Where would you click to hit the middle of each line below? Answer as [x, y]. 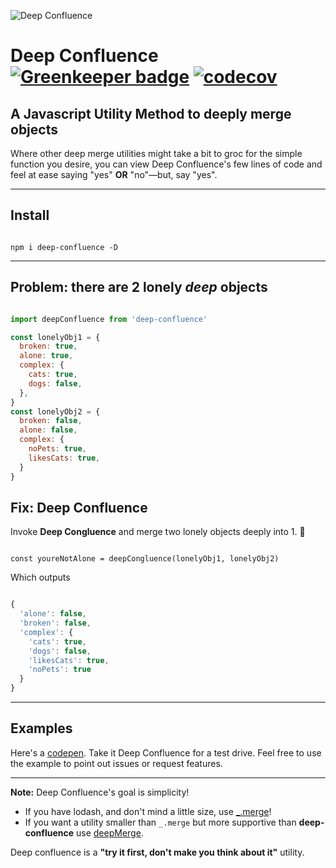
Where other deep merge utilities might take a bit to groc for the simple [156, 153]
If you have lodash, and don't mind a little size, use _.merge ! [148, 811]
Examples [41, 728]
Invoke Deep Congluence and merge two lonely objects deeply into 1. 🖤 [158, 532]
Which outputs [40, 577]
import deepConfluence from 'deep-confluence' [109, 319]
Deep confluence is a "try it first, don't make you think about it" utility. [157, 852]
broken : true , [48, 346]
